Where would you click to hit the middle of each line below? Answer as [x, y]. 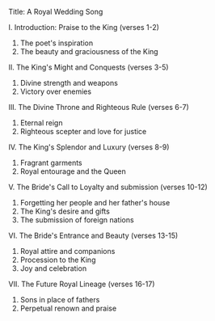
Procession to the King [58, 260]
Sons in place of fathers [60, 300]
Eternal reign [41, 123]
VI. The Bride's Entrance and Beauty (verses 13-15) [93, 235]
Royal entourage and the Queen [73, 171]
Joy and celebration [53, 268]
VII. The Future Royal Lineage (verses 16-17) [82, 284]
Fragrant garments [51, 163]
